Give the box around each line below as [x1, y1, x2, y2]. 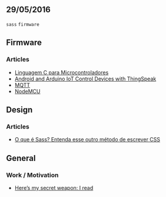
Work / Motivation [6, 171, 59, 179]
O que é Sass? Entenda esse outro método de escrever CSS [14, 136, 161, 143]
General [6, 153, 36, 163]
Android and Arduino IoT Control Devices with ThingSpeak [14, 75, 157, 82]
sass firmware [6, 21, 39, 27]
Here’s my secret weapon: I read [14, 184, 94, 191]
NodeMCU [14, 88, 41, 95]
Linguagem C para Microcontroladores [14, 69, 109, 76]
